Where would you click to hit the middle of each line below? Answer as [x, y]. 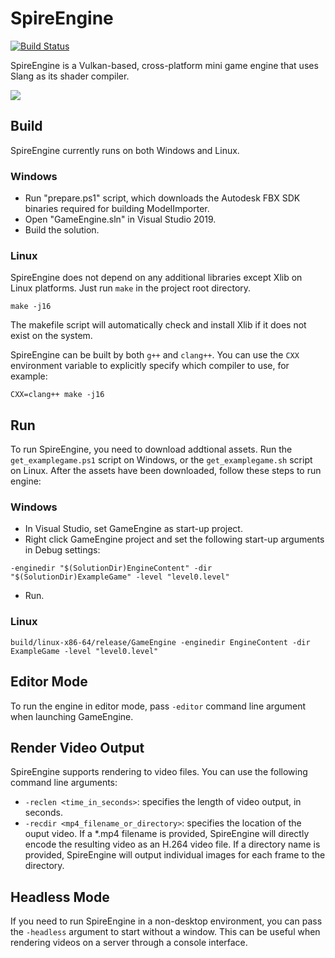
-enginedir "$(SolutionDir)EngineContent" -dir [111, 568]
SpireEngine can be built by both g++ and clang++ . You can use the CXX [155, 355]
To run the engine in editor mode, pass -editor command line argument [158, 706]
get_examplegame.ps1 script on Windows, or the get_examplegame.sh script [161, 460]
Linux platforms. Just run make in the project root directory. [131, 288]
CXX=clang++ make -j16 [57, 395]
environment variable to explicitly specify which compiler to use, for [150, 366]
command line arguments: [64, 783]
